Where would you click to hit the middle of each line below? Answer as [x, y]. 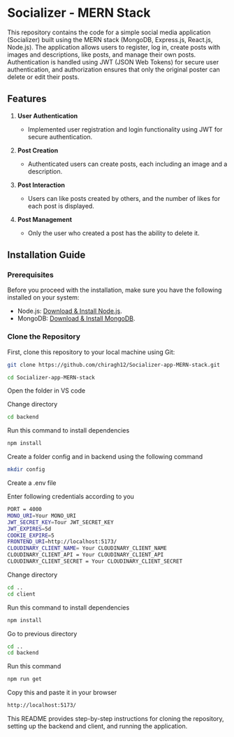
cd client [22, 594]
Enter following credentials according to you [71, 497]
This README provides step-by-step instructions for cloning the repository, [116, 719]
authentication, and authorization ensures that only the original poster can [114, 69]
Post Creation [38, 150]
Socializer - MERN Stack [79, 13]
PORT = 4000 [24, 510]
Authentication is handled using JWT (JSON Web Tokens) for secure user [113, 62]
